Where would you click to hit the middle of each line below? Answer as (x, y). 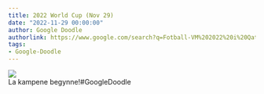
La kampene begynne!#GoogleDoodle (70, 82)
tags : (17, 45)
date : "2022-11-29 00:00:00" (56, 23)
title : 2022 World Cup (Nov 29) (61, 15)
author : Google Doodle (45, 30)
